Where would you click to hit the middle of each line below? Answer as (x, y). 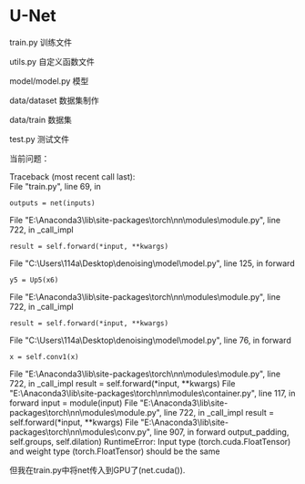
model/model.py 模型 (49, 81)
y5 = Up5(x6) (34, 280)
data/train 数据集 (41, 119)
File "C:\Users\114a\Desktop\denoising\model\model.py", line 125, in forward (152, 263)
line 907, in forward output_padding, (221, 432)
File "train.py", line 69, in (56, 186)
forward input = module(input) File (74, 403)
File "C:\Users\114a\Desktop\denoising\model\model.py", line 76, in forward (150, 340)
